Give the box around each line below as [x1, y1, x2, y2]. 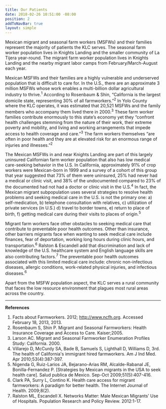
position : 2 [5, 16, 30, 21]
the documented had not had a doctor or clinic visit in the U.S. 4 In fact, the [5, 183, 157, 190]
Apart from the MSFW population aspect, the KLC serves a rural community [5, 280, 159, 286]
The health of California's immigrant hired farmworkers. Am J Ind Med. [12, 351, 157, 357]
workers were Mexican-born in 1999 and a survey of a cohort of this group [5, 167, 157, 173]
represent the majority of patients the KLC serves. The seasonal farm [5, 44, 146, 50]
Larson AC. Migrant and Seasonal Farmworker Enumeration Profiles [12, 335, 150, 341]
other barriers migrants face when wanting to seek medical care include [5, 231, 152, 237]
